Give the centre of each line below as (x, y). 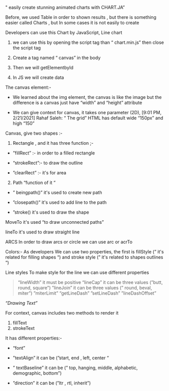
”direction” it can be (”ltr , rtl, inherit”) (52, 383)
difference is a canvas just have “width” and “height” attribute (77, 102)
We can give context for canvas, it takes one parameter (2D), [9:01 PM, (87, 112)
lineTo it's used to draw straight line (43, 232)
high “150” (23, 123)
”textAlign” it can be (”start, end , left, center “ (61, 358)
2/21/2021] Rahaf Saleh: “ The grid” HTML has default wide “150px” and (88, 118)
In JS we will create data (38, 77)
